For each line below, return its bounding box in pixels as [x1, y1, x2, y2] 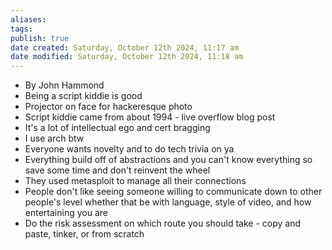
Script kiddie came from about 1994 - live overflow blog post [24, 111, 276, 123]
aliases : [10, 14, 47, 25]
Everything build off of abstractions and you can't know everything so [24, 154, 313, 166]
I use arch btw [24, 132, 85, 145]
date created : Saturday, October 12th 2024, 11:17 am [10, 42, 240, 53]
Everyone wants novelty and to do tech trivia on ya [24, 143, 235, 155]
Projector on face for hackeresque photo [24, 101, 193, 113]
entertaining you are [24, 207, 108, 219]
